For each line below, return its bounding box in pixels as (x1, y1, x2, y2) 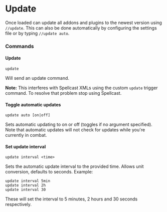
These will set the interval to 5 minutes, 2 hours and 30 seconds (5, 196, 138, 202)
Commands (5, 43, 34, 50)
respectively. (5, 201, 32, 207)
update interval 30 (5, 187, 46, 192)
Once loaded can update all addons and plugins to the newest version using (5, 20, 162, 26)
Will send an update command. (5, 75, 69, 81)
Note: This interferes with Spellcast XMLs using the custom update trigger (5, 85, 158, 91)
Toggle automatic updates (5, 101, 61, 108)
